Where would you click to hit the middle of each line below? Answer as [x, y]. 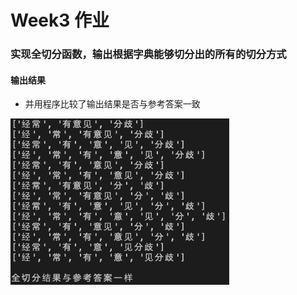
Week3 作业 [60, 20]
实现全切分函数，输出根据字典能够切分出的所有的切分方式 [148, 54]
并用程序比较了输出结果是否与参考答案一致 [112, 104]
